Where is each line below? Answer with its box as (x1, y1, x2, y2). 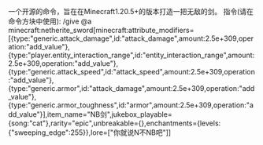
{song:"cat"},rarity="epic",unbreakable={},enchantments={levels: (8, 118, 221, 128)
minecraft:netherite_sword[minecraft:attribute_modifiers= (8, 26, 194, 34)
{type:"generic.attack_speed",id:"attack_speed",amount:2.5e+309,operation (8, 67, 256, 76)
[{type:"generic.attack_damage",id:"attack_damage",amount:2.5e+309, (8, 34, 239, 43)
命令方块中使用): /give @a (8, 16, 92, 26)
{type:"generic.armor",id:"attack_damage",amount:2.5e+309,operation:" (8, 84, 243, 92)
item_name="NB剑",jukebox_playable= (46, 110, 172, 119)
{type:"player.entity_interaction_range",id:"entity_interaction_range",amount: (8, 50, 255, 60)
